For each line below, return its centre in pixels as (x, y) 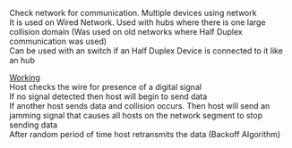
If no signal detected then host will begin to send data (108, 96)
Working (25, 78)
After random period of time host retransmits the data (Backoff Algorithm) (145, 134)
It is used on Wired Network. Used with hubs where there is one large (137, 22)
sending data (34, 125)
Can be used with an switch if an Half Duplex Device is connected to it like (146, 51)
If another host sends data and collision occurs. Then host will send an (140, 106)
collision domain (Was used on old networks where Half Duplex (126, 32)
